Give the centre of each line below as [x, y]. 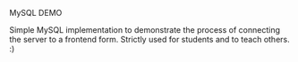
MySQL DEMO [36, 13]
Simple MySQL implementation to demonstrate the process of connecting [145, 30]
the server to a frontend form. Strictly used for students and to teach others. [149, 39]
